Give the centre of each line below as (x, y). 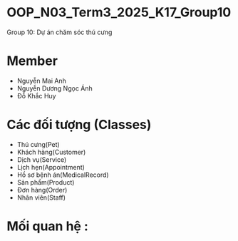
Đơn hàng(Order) (42, 190)
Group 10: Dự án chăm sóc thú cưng (59, 32)
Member (32, 61)
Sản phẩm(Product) (46, 182)
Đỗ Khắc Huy (36, 96)
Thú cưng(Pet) (38, 144)
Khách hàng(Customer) (51, 152)
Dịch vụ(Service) (42, 159)
